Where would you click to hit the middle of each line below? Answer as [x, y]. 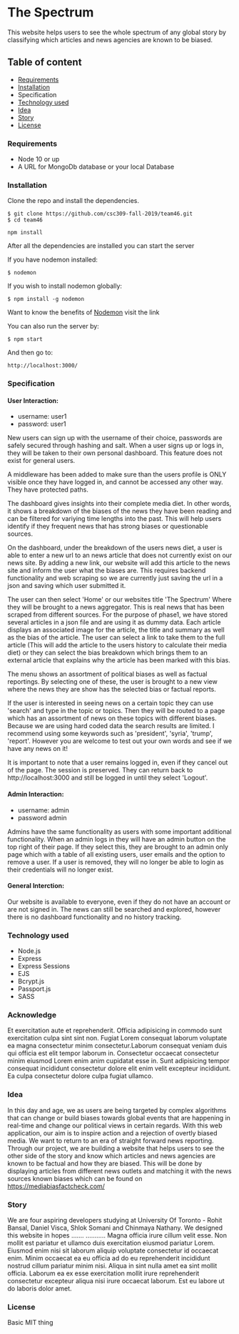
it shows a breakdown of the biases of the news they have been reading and [119, 511]
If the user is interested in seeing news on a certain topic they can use [111, 703]
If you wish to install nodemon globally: [65, 286]
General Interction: [36, 886]
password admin [42, 817]
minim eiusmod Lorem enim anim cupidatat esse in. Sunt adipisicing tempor [118, 1061]
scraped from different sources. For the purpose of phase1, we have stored [118, 614]
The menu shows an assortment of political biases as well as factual [107, 674]
